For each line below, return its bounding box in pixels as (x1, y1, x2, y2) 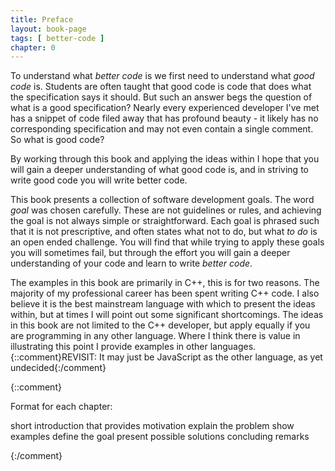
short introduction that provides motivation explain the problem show (10, 420, 295, 432)
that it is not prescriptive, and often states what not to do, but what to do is (10, 226, 318, 238)
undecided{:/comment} (10, 362, 107, 374)
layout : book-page (10, 24, 87, 34)
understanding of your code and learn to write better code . (10, 257, 253, 270)
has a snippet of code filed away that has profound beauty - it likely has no (10, 112, 319, 125)
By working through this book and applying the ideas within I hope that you (10, 153, 320, 165)
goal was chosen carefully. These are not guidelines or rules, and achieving (10, 204, 322, 216)
